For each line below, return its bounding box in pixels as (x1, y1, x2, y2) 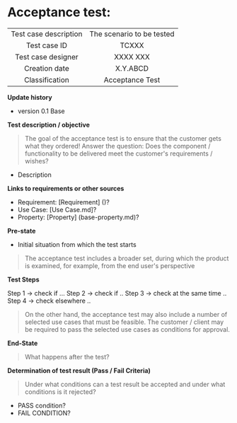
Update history (7, 93, 52, 101)
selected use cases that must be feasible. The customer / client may (24, 318, 224, 326)
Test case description (11, 29, 83, 39)
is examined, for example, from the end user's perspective (24, 261, 195, 270)
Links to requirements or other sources (7, 184, 125, 192)
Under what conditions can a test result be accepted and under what (24, 380, 226, 388)
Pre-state (7, 226, 36, 235)
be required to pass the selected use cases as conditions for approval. (24, 325, 230, 333)
